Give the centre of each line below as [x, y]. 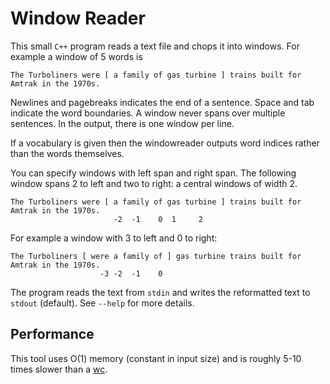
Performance [52, 334]
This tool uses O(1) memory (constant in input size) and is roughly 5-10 [156, 358]
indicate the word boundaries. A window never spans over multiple [148, 113]
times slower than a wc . [59, 369]
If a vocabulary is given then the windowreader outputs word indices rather [165, 143]
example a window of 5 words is [76, 56]
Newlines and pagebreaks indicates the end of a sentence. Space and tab [162, 102]
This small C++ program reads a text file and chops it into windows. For [155, 46]
